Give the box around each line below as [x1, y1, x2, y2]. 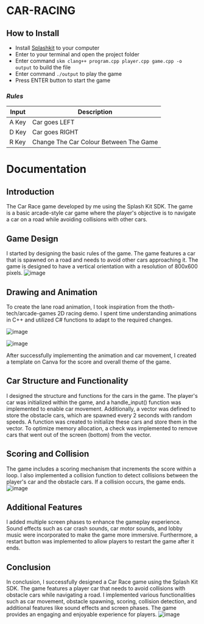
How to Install [6, 28, 60, 39]
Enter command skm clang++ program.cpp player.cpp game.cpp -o [15, 57, 183, 64]
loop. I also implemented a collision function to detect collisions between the [6, 471, 199, 479]
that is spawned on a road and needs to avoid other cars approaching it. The [6, 256, 199, 263]
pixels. [6, 270, 23, 277]
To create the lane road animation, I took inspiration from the [6, 303, 158, 310]
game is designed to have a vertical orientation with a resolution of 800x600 [6, 263, 198, 270]
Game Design [6, 233, 59, 244]
